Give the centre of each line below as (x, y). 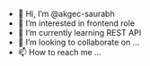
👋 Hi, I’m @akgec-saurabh (66, 14)
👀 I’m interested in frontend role (76, 23)
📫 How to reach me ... (59, 52)
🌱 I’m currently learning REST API (79, 33)
